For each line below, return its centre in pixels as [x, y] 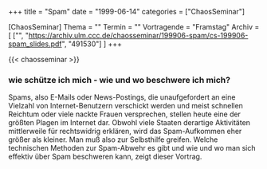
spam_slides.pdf [35, 44]
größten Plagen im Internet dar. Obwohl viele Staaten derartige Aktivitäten [130, 123]
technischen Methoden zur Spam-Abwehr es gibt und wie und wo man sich [132, 148]
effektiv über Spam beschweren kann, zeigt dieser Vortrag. [105, 157]
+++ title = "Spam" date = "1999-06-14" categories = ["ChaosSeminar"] [127, 12]
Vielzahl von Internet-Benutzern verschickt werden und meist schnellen [126, 106]
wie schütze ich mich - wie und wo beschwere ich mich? [120, 80]
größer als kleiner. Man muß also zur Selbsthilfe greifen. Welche [113, 140]
